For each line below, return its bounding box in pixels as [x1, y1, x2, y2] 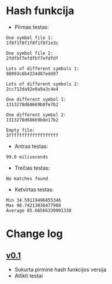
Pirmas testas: [14, 23, 49, 31]
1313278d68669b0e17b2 [6, 117, 59, 123]
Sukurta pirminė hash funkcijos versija [14, 266, 107, 273]
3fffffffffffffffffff [6, 132, 59, 138]
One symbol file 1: [6, 35, 54, 40]
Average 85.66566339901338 [6, 207, 72, 214]
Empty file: [6, 127, 35, 133]
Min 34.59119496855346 [6, 197, 61, 203]
